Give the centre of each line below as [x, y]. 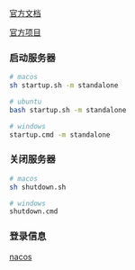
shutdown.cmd [34, 211]
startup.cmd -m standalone [60, 135]
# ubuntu [26, 102]
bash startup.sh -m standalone [68, 110]
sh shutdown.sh [38, 187]
